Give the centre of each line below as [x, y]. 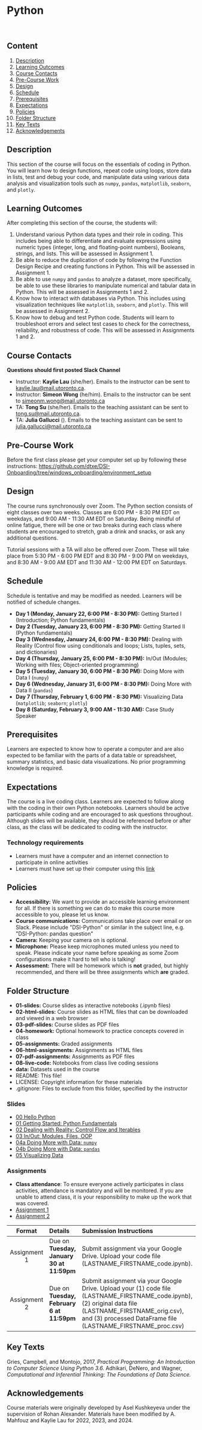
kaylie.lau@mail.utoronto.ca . [50, 388]
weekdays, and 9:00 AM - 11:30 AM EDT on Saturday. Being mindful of [94, 519]
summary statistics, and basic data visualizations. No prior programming [96, 762]
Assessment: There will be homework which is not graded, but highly [102, 966]
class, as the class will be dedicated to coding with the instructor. [88, 827]
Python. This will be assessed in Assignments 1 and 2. [82, 292]
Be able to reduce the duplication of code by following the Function [98, 260]
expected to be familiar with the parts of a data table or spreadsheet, [92, 755]
